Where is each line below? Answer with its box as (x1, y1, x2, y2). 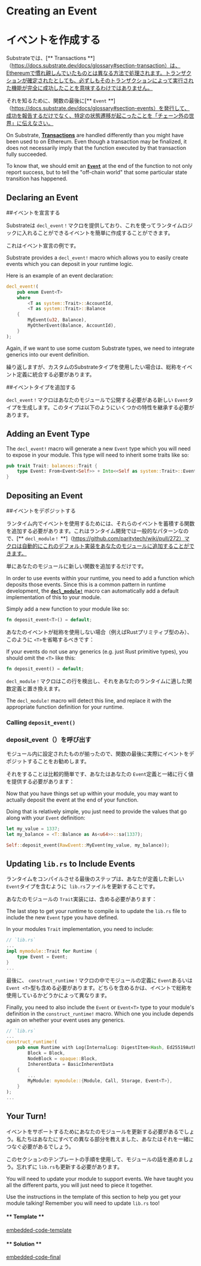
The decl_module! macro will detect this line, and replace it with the (6, 697, 172, 704)
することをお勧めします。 (26, 757, 90, 765)
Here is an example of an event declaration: (6, 271, 114, 279)
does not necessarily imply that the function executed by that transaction (6, 144, 187, 152)
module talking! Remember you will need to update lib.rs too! (6, 1199, 160, 1207)
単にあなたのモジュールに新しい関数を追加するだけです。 (6, 562, 147, 570)
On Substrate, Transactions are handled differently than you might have (6, 132, 184, 139)
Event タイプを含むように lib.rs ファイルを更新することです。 (6, 883, 159, 890)
